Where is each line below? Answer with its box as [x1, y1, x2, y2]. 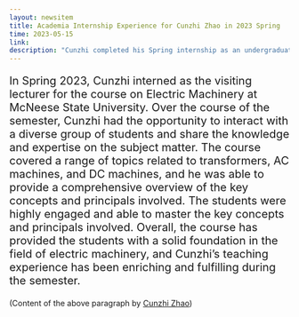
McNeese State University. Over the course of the [9, 100, 270, 115]
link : [9, 37, 29, 47]
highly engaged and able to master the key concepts [9, 207, 285, 222]
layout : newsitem [9, 12, 74, 22]
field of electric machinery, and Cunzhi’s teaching [9, 247, 269, 262]
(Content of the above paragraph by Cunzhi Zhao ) [9, 298, 193, 309]
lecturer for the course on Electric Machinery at [9, 87, 258, 102]
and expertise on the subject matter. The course [9, 140, 261, 155]
